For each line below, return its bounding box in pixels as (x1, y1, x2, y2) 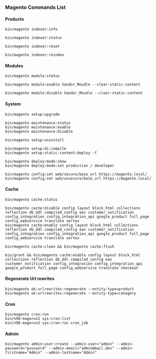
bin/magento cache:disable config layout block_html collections (5, 206, 140, 211)
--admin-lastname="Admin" (44, 350, 97, 355)
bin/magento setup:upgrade (5, 112, 60, 117)
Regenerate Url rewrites (5, 275, 55, 282)
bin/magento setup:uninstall (5, 137, 64, 143)
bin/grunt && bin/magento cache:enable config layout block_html (5, 253, 140, 257)
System (5, 101, 21, 106)
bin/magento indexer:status (5, 36, 62, 41)
